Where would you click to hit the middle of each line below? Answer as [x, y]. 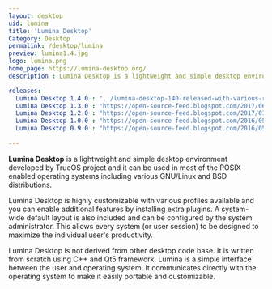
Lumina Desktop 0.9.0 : [55, 129]
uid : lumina [28, 23]
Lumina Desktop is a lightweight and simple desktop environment [118, 159]
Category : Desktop [39, 38]
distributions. [30, 185]
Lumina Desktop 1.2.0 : [55, 113]
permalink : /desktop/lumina [56, 46]
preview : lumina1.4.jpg [49, 53]
